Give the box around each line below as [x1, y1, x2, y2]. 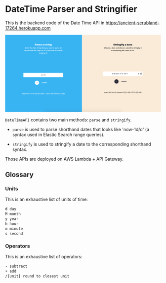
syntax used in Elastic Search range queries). [12, 132, 105, 138]
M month [5, 212, 21, 216]
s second [5, 231, 23, 236]
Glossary [5, 170, 34, 178]
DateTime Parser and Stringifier [5, 3, 137, 15]
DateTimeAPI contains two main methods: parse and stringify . [5, 117, 132, 123]
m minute [5, 226, 23, 231]
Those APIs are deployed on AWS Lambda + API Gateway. [5, 156, 124, 162]
